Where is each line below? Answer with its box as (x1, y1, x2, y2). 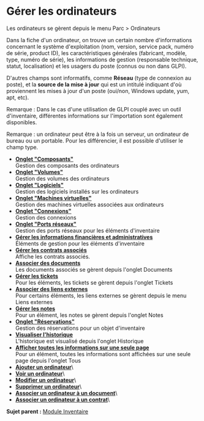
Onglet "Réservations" (15, 318, 75, 325)
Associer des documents (15, 259, 81, 267)
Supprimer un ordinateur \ (15, 382, 81, 390)
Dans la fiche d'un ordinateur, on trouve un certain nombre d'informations (6, 36, 192, 43)
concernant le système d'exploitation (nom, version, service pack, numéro (6, 43, 194, 50)
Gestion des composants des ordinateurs (15, 162, 119, 169)
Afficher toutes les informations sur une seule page (15, 344, 149, 351)
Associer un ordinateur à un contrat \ (15, 396, 110, 403)
